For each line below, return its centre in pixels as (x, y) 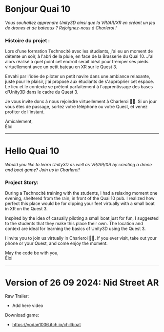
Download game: (22, 315)
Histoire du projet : (28, 40)
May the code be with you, (32, 253)
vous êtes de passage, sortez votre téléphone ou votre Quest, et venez (76, 107)
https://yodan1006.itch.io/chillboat (47, 325)
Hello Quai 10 (32, 151)
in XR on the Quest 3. (26, 209)
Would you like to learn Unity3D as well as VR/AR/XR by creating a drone (79, 165)
